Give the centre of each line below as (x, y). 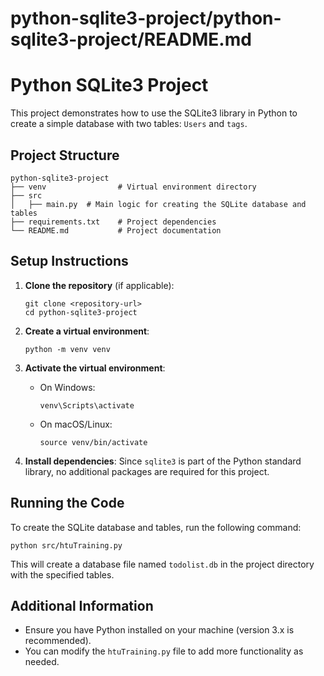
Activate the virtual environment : (95, 368)
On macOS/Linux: (76, 424)
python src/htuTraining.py (66, 545)
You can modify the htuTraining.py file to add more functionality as (164, 651)
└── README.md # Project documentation (116, 230)
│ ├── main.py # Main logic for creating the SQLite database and (158, 204)
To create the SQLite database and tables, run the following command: (156, 527)
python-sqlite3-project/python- (146, 18)
